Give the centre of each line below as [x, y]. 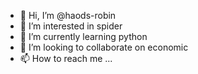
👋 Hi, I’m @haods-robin [68, 15]
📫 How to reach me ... [66, 58]
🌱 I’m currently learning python [83, 36]
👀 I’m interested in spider [71, 26]
